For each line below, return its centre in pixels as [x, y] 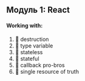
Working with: [25, 25]
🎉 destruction [32, 39]
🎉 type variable [34, 46]
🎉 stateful [27, 58]
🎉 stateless [29, 52]
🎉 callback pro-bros [40, 65]
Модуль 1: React [38, 10]
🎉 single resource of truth [47, 71]
